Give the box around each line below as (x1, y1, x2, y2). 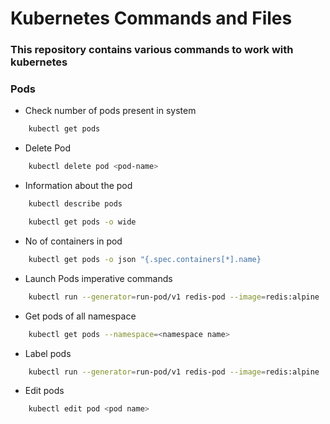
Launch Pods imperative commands (24, 272, 173, 284)
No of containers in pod (24, 235, 123, 247)
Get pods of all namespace (24, 310, 137, 322)
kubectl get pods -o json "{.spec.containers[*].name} (28, 254, 262, 264)
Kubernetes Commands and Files (10, 7, 293, 30)
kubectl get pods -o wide (28, 217, 137, 227)
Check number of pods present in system (24, 105, 197, 117)
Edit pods (24, 385, 65, 397)
